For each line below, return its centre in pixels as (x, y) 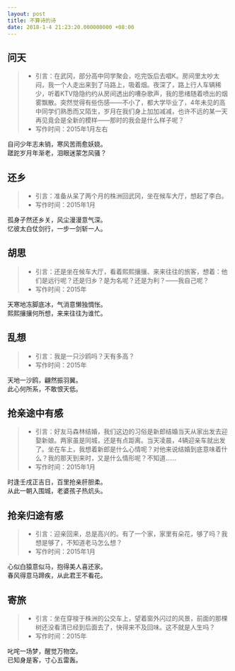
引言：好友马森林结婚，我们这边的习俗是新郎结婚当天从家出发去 (128, 432)
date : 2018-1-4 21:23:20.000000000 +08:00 (71, 27)
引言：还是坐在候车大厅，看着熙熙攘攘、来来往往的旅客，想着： (128, 271)
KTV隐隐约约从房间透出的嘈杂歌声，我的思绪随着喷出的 (141, 94)
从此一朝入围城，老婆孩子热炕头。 (57, 491)
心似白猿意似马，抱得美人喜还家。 (57, 567)
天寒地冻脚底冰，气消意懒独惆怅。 (57, 304)
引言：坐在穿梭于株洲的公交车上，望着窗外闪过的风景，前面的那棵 (131, 619)
